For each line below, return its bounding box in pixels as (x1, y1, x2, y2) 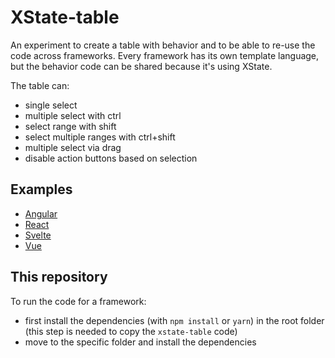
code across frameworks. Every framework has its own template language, (10, 49, 320, 61)
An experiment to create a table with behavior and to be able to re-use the (10, 39, 316, 51)
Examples (10, 181, 73, 198)
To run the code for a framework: (10, 295, 147, 307)
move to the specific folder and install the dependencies (24, 336, 257, 348)
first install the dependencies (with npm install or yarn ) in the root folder (24, 314, 325, 326)
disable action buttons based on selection (24, 152, 198, 164)
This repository (10, 269, 108, 286)
